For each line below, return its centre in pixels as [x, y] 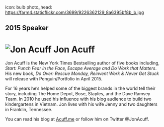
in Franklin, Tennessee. [29, 110]
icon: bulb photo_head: [29, 7]
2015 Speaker [27, 28]
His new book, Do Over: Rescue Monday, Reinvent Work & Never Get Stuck [82, 73]
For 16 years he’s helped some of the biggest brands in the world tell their [80, 88]
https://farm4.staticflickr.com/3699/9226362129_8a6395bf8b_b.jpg [75, 12]
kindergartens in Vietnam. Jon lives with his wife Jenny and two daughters [81, 104]
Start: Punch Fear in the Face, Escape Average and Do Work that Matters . [81, 68]
